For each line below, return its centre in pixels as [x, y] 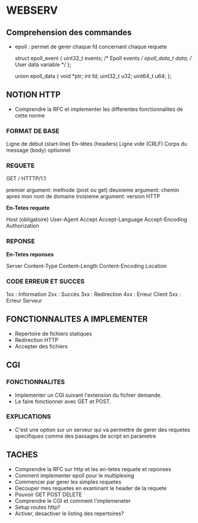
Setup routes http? [37, 507]
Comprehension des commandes [69, 32]
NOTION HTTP [33, 95]
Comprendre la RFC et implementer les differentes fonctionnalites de [99, 109]
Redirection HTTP [36, 340]
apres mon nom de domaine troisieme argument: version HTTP [83, 197]
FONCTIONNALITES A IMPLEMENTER [77, 319]
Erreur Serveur [24, 301]
